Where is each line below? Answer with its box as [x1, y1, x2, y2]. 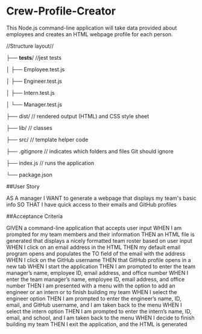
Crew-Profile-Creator [6, 4, 116, 18]
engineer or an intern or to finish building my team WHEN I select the [6, 288, 177, 295]
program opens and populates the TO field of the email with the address [6, 249, 186, 257]
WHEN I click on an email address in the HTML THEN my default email [6, 243, 181, 251]
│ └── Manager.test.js [6, 101, 62, 108]
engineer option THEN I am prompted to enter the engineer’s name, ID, [6, 295, 182, 302]
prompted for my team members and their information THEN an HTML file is [6, 231, 195, 238]
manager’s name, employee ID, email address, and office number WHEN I [6, 269, 189, 276]
